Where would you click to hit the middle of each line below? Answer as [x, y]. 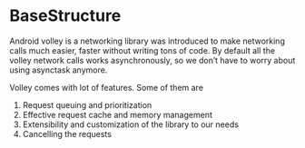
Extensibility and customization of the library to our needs [130, 124]
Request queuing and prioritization [87, 104]
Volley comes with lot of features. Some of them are [107, 87]
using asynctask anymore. [59, 70]
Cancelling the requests [67, 133]
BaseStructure [65, 16]
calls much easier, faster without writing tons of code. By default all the [142, 50]
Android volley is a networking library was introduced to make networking [148, 41]
